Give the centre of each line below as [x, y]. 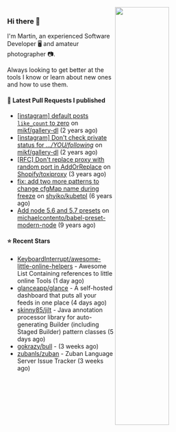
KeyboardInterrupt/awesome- [59, 259]
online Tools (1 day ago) [50, 280]
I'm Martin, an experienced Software [59, 36]
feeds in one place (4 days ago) [62, 302]
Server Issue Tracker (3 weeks [60, 361]
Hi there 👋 [24, 21]
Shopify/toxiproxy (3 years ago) [62, 173]
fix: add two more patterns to [58, 181]
